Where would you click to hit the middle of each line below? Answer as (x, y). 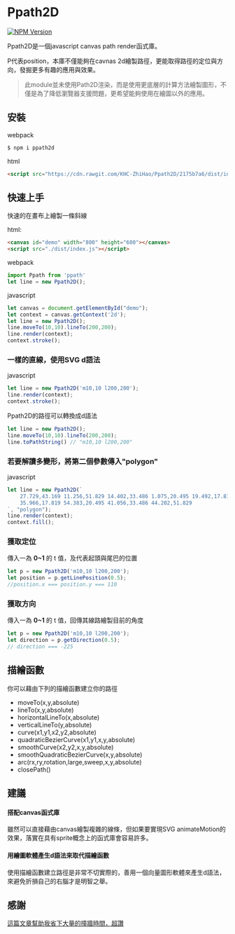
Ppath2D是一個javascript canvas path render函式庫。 (84, 46)
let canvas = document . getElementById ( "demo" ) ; (78, 308)
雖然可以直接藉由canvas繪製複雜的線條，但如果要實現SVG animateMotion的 (116, 829)
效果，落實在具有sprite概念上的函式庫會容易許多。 (80, 838)
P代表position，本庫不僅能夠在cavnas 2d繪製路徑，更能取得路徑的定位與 (112, 61)
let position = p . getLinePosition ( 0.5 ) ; (67, 578)
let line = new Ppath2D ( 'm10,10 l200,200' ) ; (73, 389)
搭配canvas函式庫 (34, 812)
